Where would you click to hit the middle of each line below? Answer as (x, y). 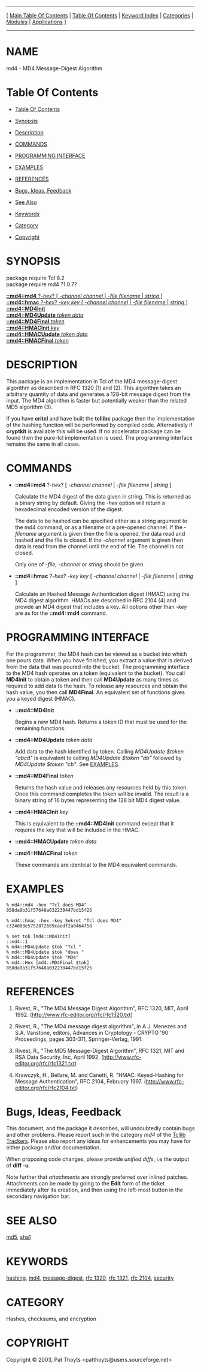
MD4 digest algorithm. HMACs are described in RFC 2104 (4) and (95, 600)
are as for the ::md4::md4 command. (61, 613)
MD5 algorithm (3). (29, 407)
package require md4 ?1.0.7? (42, 284)
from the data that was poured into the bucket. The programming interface (98, 667)
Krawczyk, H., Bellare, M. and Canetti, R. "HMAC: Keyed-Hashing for (99, 1075)
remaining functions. (40, 728)
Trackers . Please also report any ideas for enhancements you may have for (99, 1141)
